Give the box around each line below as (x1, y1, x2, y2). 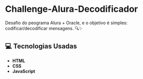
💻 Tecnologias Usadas (5, 42, 77, 50)
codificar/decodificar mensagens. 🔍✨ (5, 25, 83, 31)
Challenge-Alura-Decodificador (5, 3, 138, 15)
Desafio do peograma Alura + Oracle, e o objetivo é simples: (5, 20, 128, 26)
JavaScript (12, 68, 36, 74)
